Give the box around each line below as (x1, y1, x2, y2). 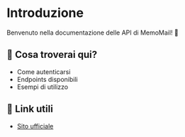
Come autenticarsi (16, 67, 71, 76)
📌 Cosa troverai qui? (6, 49, 97, 61)
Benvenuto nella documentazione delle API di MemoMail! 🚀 (6, 28, 179, 37)
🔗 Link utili (6, 103, 54, 115)
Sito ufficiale (16, 121, 54, 130)
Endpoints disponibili (16, 75, 79, 83)
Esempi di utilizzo (16, 83, 69, 91)
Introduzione (6, 5, 84, 21)
